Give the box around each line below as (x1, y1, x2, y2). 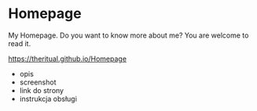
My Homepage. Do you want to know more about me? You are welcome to (8, 30, 249, 40)
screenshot (19, 77, 57, 87)
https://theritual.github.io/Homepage (8, 54, 127, 63)
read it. (8, 38, 31, 48)
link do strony (19, 85, 64, 95)
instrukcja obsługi (19, 94, 77, 103)
